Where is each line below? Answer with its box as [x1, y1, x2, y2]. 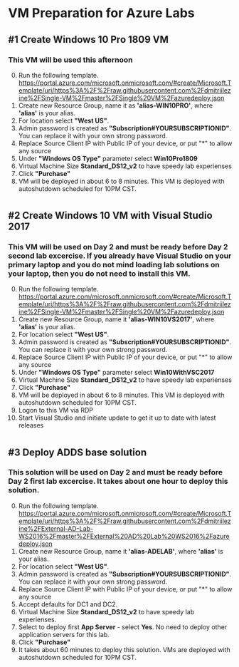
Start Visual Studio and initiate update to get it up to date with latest [18, 413, 216, 422]
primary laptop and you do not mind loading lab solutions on [8, 259, 220, 269]
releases [18, 421, 44, 430]
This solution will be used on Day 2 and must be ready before [8, 467, 223, 477]
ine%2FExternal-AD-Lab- [18, 524, 94, 532]
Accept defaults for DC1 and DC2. [18, 600, 118, 609]
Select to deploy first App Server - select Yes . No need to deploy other [18, 622, 228, 631]
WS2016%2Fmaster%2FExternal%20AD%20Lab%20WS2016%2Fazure [18, 532, 230, 540]
